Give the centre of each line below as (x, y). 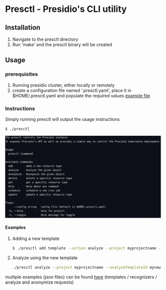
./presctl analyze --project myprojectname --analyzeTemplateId (80, 267)
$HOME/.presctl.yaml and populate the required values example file (81, 96)
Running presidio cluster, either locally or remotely (63, 85)
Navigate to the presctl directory (45, 39)
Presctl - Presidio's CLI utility (66, 9)
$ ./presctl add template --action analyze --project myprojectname (84, 248)
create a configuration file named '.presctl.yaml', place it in (72, 90)
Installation (23, 28)
